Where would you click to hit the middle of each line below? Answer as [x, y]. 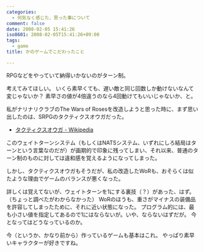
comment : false [26, 23]
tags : [13, 40]
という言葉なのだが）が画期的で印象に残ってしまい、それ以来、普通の [105, 150]
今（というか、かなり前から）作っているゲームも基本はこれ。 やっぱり [95, 235]
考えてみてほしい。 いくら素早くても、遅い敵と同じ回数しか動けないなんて [100, 88]
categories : [21, 12]
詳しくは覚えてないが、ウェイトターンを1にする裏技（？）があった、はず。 [100, 191]
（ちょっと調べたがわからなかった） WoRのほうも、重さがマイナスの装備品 [101, 199]
